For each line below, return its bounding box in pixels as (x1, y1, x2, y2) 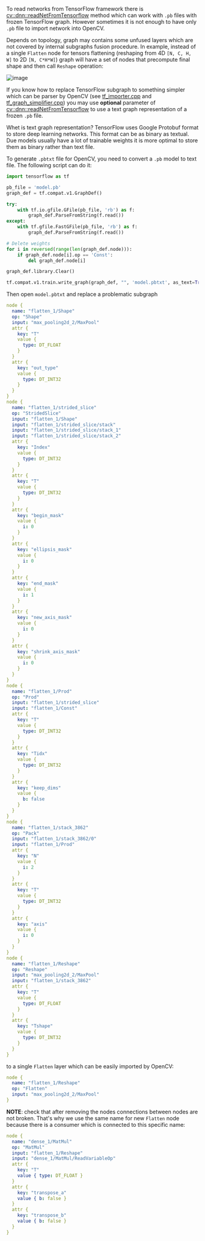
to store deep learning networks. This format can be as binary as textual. (6, 131, 189, 137)
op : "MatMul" (12, 1144, 45, 1150)
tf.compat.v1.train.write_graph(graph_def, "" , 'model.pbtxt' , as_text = (6, 280, 195, 286)
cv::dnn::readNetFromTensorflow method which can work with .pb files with (6, 12, 197, 19)
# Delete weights (6, 241, 51, 247)
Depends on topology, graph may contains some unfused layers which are (6, 37, 193, 43)
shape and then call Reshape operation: (6, 62, 104, 70)
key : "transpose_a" (17, 1190, 67, 1196)
